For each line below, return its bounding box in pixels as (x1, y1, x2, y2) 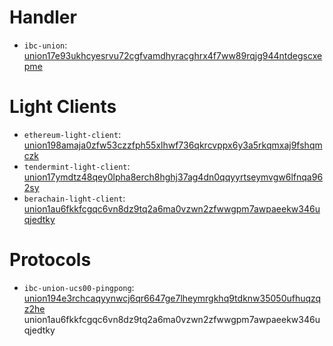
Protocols (9, 249, 92, 271)
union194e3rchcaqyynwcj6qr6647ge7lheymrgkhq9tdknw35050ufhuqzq (23, 292, 322, 304)
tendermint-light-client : (23, 160, 131, 172)
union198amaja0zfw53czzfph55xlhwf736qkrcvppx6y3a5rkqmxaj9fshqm (23, 139, 323, 151)
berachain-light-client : (23, 192, 126, 204)
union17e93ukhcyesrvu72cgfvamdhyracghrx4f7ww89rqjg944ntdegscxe (23, 49, 323, 61)
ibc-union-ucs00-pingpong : (23, 281, 135, 293)
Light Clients (9, 96, 117, 118)
